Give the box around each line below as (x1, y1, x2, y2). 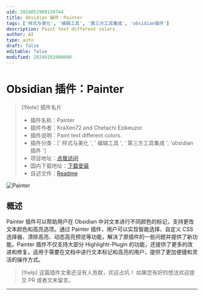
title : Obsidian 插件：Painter (6, 15, 83, 21)
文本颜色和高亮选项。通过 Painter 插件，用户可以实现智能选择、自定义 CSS (6, 225, 194, 233)
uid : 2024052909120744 (6, 9, 64, 15)
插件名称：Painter (30, 116, 75, 123)
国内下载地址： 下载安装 (30, 162, 89, 169)
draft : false (6, 43, 39, 49)
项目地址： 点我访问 (30, 154, 79, 162)
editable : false (6, 49, 47, 55)
